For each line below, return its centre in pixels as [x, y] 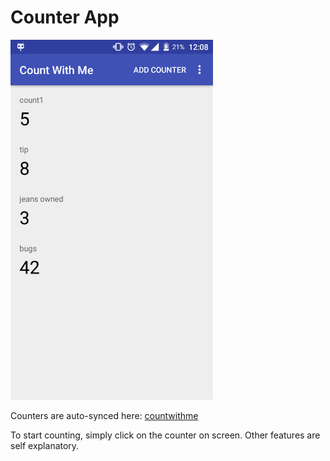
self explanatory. [45, 445]
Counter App [65, 17]
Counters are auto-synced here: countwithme [104, 415]
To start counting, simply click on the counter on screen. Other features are [165, 435]
